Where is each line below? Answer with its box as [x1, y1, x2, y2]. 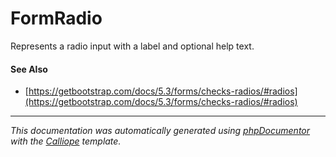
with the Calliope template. [10, 135, 122, 147]
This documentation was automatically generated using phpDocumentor [10, 125, 311, 137]
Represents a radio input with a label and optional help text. [10, 40, 255, 52]
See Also [10, 63, 48, 75]
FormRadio [10, 7, 103, 30]
